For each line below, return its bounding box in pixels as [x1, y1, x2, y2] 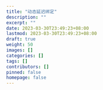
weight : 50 [6, 42, 33, 48]
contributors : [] [6, 63, 49, 70]
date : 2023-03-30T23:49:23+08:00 [6, 25, 89, 31]
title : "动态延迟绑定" [6, 8, 57, 15]
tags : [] [6, 58, 28, 64]
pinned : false [6, 69, 42, 75]
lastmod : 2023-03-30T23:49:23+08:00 [6, 31, 97, 37]
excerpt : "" [6, 20, 36, 25]
